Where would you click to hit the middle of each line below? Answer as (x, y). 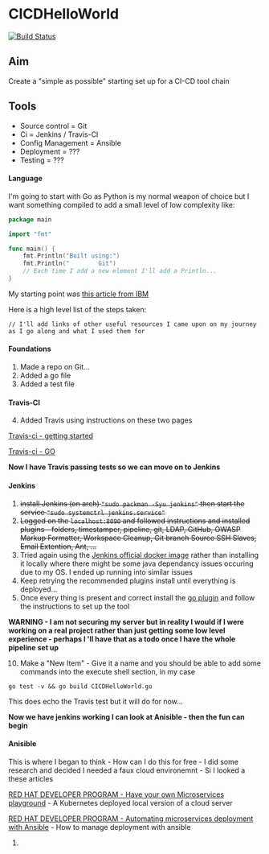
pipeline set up (33, 647)
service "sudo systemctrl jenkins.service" (93, 512)
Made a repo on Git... (55, 367)
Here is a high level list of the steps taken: (77, 309)
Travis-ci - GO (32, 452)
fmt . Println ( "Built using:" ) (71, 256)
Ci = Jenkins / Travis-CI (59, 134)
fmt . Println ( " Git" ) (69, 264)
